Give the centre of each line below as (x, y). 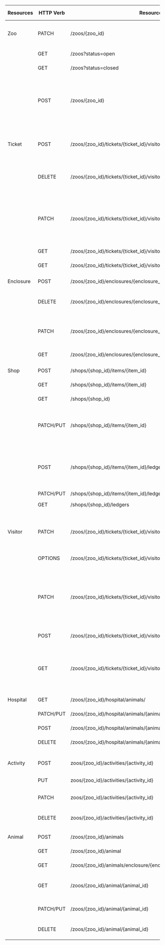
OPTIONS (49, 558)
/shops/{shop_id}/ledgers (100, 505)
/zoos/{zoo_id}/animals (97, 837)
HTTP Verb (52, 13)
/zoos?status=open (93, 54)
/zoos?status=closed (95, 68)
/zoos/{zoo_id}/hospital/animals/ (108, 700)
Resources (20, 13)
